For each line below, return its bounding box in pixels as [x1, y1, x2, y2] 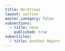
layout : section [5, 12, 38, 17]
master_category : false [5, 16, 54, 21]
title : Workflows [5, 7, 41, 12]
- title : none [9, 25, 38, 30]
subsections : [5, 20, 32, 26]
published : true [14, 30, 48, 34]
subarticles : [5, 34, 32, 39]
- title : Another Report [9, 39, 61, 44]
